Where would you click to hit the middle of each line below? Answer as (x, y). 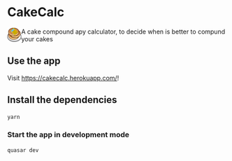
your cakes (37, 38)
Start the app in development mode (68, 135)
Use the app (34, 61)
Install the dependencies (62, 100)
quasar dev (23, 150)
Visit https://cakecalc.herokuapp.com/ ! (63, 78)
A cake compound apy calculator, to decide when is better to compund (123, 31)
